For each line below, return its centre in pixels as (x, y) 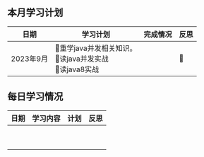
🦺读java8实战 (77, 69)
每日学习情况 (35, 97)
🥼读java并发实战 (82, 59)
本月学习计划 (35, 13)
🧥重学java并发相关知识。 (96, 48)
